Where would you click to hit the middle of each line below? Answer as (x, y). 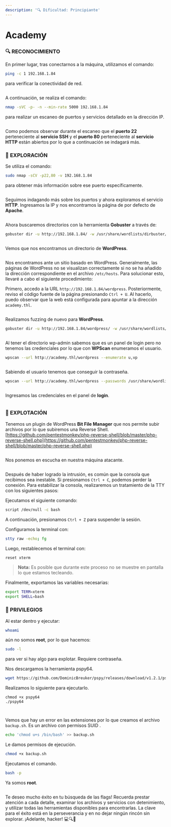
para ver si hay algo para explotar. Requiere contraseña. (64, 659)
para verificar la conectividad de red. (44, 83)
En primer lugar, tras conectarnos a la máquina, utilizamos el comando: (80, 65)
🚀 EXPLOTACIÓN (26, 413)
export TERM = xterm (25, 592)
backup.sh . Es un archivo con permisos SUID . (53, 726)
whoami (12, 630)
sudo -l (13, 649)
